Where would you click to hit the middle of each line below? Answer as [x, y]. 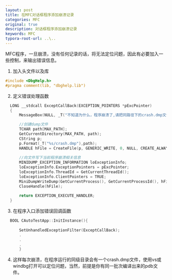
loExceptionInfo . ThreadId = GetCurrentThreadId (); [74, 172]
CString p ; [30, 139]
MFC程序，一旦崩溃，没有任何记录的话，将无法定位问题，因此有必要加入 [82, 54]
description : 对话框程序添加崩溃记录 [41, 29]
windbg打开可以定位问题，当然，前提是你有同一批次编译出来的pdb [83, 266]
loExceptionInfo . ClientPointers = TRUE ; [62, 177]
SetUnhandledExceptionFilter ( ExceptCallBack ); [69, 230]
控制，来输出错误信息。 [34, 60]
